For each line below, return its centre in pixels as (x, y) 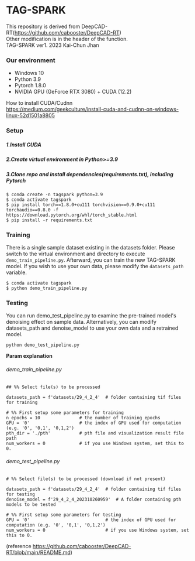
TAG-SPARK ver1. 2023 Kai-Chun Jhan (53, 45)
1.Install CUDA (24, 145)
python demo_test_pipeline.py (43, 345)
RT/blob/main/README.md (39, 552)
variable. (17, 272)
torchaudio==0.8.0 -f (32, 210)
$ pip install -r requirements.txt (49, 220)
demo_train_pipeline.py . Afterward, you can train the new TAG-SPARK (91, 260)
